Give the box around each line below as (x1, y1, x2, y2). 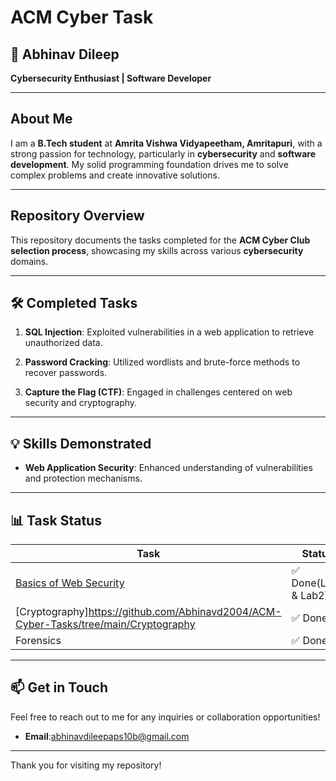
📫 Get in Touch (10, 679, 109, 696)
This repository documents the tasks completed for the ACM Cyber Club (10, 234, 311, 246)
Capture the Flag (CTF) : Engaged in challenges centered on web (24, 386, 293, 398)
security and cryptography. (24, 397, 138, 409)
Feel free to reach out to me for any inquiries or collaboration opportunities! (10, 711, 321, 723)
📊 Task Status (10, 512, 102, 529)
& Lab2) (291, 589, 329, 603)
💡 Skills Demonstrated (10, 435, 152, 452)
